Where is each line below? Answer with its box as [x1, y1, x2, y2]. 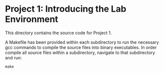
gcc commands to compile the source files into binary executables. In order [5, 44, 157, 50]
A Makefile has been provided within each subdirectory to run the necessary [5, 39, 159, 45]
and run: [5, 55, 22, 60]
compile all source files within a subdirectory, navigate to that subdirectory [5, 50, 155, 55]
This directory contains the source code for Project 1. [5, 30, 112, 36]
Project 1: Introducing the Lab [5, 3, 126, 15]
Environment [5, 14, 59, 25]
